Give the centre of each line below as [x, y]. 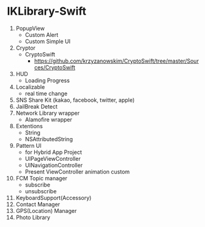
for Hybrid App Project [53, 152]
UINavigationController [54, 165]
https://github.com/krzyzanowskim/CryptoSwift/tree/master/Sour [117, 61]
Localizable [30, 87]
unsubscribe [41, 191]
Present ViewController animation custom [77, 171]
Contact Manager [38, 204]
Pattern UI [28, 145]
